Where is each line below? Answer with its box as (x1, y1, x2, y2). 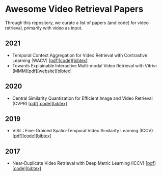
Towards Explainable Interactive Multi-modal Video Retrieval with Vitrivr (12, 62, 157, 68)
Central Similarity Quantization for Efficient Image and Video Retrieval (12, 95, 153, 101)
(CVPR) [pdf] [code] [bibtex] (12, 100, 68, 106)
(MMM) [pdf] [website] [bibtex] (12, 68, 72, 74)
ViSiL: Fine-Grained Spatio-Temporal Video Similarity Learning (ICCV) (12, 128, 153, 134)
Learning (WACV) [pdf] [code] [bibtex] (12, 58, 88, 63)
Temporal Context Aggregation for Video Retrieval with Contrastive (12, 52, 148, 58)
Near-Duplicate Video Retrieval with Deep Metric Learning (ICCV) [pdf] (12, 160, 156, 166)
